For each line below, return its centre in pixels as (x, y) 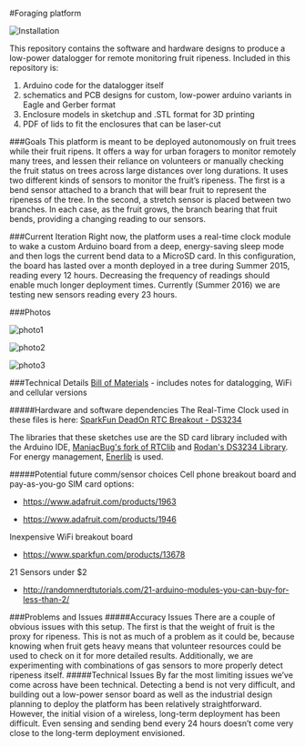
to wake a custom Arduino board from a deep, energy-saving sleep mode (147, 246)
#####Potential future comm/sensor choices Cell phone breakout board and (153, 474)
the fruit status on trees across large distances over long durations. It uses (149, 171)
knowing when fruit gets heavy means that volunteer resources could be (146, 646)
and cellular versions (49, 392)
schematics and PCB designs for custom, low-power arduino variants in (157, 95)
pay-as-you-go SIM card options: (72, 484)
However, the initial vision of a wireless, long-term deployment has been (145, 714)
